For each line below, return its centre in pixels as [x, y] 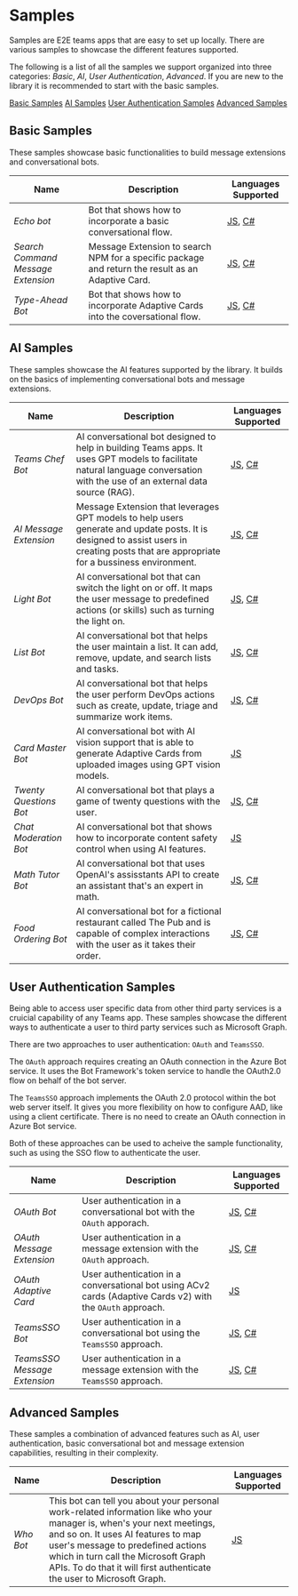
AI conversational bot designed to [146, 437]
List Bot [30, 652]
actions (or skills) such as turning [145, 610]
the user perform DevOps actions [145, 694]
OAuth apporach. [116, 1223]
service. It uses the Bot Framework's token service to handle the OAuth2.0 [145, 1071]
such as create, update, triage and [147, 705]
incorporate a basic [129, 221]
